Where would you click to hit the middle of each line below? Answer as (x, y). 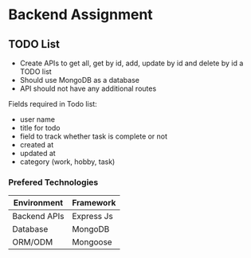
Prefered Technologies (53, 182)
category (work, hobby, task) (67, 162)
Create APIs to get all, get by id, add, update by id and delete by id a (131, 63)
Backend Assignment (80, 15)
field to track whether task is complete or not (94, 136)
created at (37, 145)
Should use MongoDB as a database (79, 80)
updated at (37, 153)
